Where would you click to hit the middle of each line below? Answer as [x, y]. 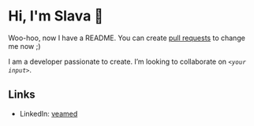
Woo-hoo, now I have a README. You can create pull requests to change [127, 38]
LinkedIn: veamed [49, 113]
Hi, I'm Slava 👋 [56, 16]
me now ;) [24, 46]
